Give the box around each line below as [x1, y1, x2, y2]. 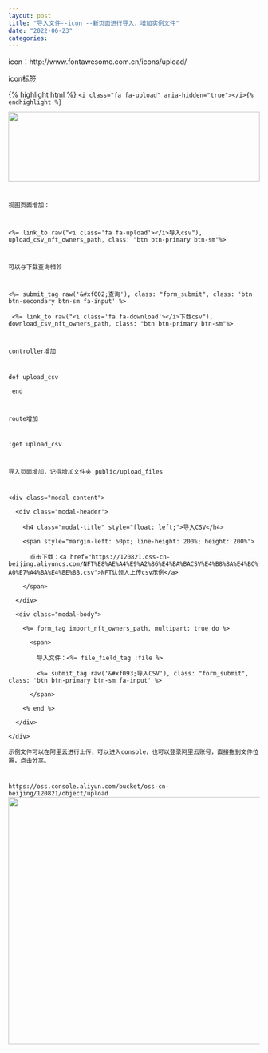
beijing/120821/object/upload [8, 789, 109, 797]
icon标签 [8, 74, 37, 84]
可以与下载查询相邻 [8, 263, 62, 271]
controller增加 [8, 347, 57, 356]
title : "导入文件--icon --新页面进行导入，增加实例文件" [8, 19, 179, 27]
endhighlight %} [8, 98, 62, 106]
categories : [8, 34, 48, 42]
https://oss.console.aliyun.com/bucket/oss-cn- [8, 782, 170, 791]
